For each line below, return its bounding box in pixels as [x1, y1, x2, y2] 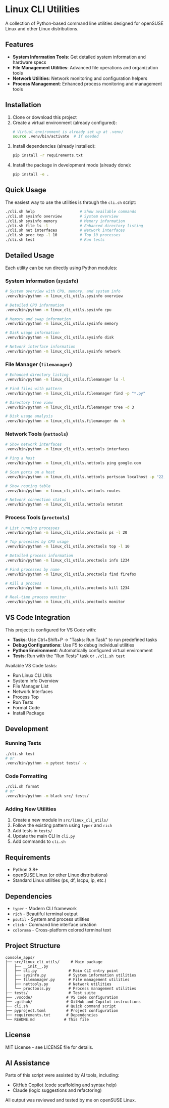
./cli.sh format [5, 784, 39, 789]
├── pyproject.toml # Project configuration [5, 1008, 119, 1013]
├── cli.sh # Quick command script [5, 1003, 116, 1009]
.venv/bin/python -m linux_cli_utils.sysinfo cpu [5, 307, 112, 312]
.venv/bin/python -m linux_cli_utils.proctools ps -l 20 [5, 530, 128, 535]
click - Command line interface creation [12, 921, 97, 927]
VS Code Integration [5, 613, 71, 622]
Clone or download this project [12, 114, 77, 120]
